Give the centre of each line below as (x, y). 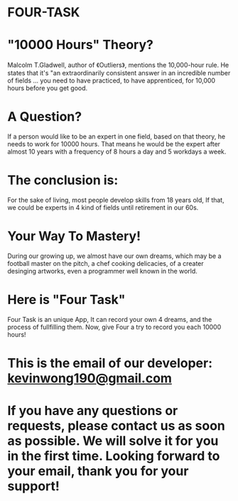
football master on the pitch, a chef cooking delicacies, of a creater (106, 263)
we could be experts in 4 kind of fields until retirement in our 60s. (103, 208)
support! (34, 486)
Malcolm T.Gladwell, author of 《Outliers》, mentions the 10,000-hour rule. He (118, 65)
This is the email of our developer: (110, 363)
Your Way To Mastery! (74, 236)
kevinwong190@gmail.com (90, 378)
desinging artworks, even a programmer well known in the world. (102, 271)
